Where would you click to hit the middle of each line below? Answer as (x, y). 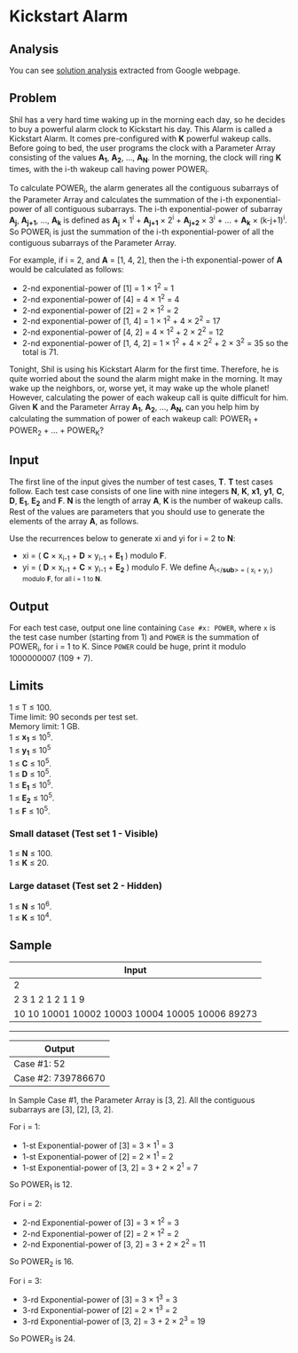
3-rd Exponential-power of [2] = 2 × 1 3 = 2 (99, 1310)
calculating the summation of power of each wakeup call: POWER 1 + (134, 420)
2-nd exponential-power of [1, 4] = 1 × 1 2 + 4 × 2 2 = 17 (121, 320)
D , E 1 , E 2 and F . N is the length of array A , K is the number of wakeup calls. (146, 501)
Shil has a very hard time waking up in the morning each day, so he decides (147, 119)
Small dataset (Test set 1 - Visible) (84, 834)
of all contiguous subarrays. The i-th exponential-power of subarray (158, 209)
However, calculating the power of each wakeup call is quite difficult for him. (149, 397)
